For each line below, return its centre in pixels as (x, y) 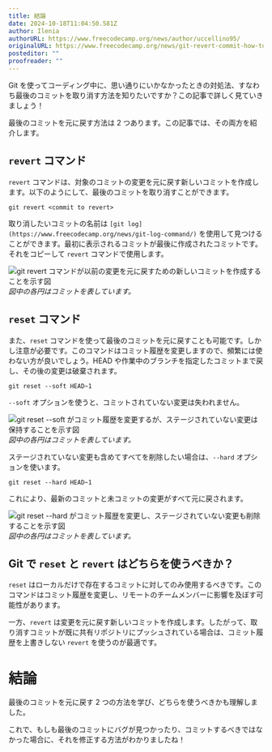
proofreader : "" (36, 62)
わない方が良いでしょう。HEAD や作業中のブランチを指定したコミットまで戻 (136, 361)
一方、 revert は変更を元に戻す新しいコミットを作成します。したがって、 (130, 622)
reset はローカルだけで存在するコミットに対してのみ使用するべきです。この (135, 585)
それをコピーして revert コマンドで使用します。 (88, 254)
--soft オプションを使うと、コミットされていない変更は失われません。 (126, 402)
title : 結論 (27, 16)
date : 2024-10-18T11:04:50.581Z (63, 23)
